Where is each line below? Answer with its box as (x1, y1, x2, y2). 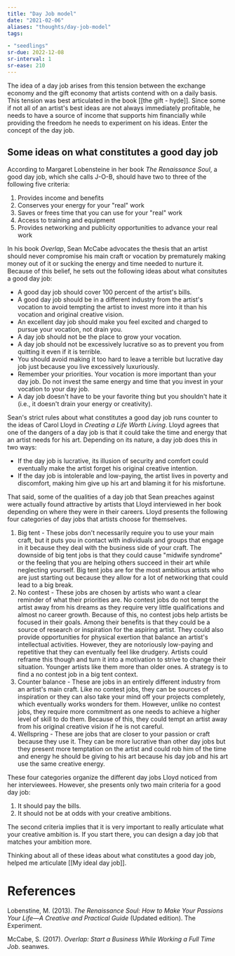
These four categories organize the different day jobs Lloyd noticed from (7, 773, 217, 781)
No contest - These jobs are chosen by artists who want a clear (17, 588, 201, 596)
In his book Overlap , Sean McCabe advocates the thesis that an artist (7, 244, 208, 253)
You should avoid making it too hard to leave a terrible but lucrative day (17, 355, 223, 363)
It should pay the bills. (17, 801, 81, 810)
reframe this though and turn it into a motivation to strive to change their (17, 655, 227, 664)
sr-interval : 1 (7, 55, 52, 63)
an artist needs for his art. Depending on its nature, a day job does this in (7, 436, 217, 444)
